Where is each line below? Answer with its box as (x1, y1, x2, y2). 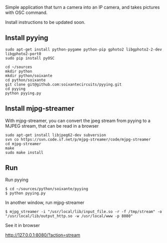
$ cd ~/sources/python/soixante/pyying (5, 186, 88, 191)
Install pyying (5, 33, 48, 42)
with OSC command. (5, 9, 48, 15)
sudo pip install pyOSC (5, 55, 55, 60)
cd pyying (5, 86, 26, 91)
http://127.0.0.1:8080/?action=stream (5, 232, 80, 238)
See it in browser (5, 222, 40, 228)
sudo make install (5, 150, 43, 155)
